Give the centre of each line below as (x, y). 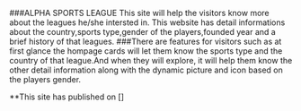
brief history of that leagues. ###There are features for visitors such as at (146, 41)
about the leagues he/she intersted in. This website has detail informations (147, 22)
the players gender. (45, 79)
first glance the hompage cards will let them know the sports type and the (146, 51)
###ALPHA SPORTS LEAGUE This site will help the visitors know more (139, 13)
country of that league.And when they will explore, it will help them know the (151, 60)
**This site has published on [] (66, 97)
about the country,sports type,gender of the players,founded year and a (142, 32)
